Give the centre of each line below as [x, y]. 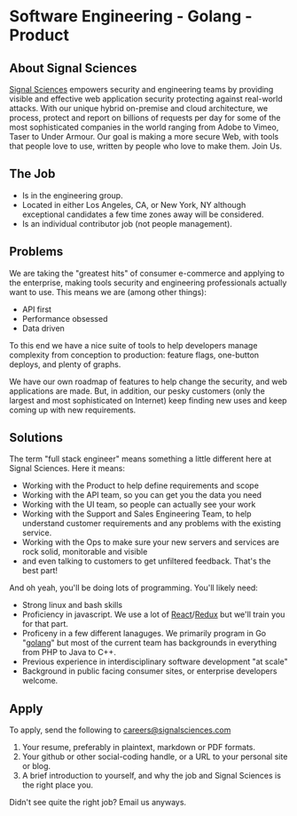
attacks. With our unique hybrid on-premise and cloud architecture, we [139, 108]
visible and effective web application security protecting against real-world [146, 99]
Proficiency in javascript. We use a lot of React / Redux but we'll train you [153, 614]
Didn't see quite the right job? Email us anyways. [98, 803]
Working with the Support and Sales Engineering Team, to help [137, 514]
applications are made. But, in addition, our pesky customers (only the [137, 391]
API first [36, 309]
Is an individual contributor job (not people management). [127, 223]
